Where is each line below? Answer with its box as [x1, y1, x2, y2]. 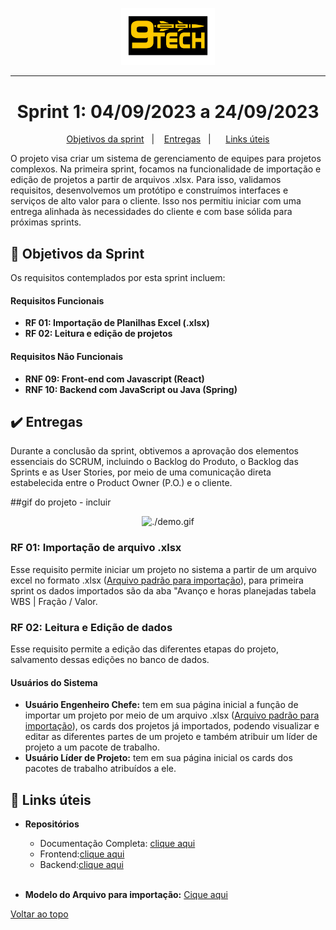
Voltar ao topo [10, 908, 69, 920]
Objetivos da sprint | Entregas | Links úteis [66, 133, 270, 145]
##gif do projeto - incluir [10, 496, 112, 508]
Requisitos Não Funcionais [10, 351, 124, 363]
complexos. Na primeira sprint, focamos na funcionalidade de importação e [10, 163, 322, 175]
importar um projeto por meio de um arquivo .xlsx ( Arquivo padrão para [24, 709, 320, 722]
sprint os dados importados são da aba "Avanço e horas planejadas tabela [10, 584, 317, 597]
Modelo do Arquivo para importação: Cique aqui [24, 889, 228, 901]
